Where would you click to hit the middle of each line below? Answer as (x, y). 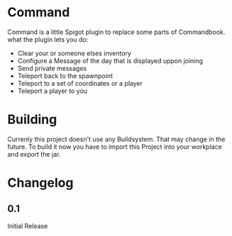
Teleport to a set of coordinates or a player (80, 83)
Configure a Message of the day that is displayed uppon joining (110, 60)
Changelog (40, 183)
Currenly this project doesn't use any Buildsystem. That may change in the (116, 139)
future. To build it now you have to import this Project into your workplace (115, 147)
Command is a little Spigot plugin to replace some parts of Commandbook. (116, 32)
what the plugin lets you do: (48, 39)
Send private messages (52, 68)
